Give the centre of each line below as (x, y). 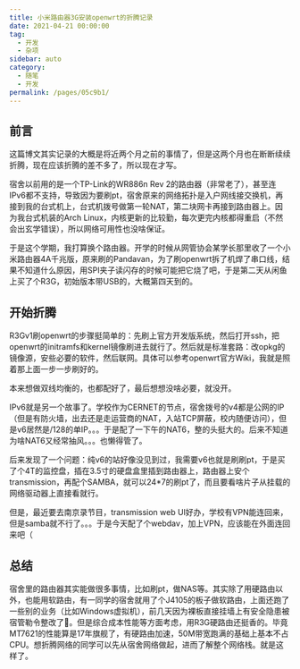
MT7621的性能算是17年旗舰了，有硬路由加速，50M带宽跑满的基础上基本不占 (149, 633)
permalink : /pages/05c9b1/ (59, 92)
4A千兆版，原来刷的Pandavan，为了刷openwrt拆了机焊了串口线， (161, 259)
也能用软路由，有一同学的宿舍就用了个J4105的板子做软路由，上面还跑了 (157, 599)
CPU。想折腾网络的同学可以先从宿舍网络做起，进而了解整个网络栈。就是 (143, 644)
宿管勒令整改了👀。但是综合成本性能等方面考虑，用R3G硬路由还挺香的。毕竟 (149, 622)
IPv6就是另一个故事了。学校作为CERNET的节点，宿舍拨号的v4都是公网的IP (147, 407)
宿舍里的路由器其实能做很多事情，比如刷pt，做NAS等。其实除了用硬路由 (142, 589)
